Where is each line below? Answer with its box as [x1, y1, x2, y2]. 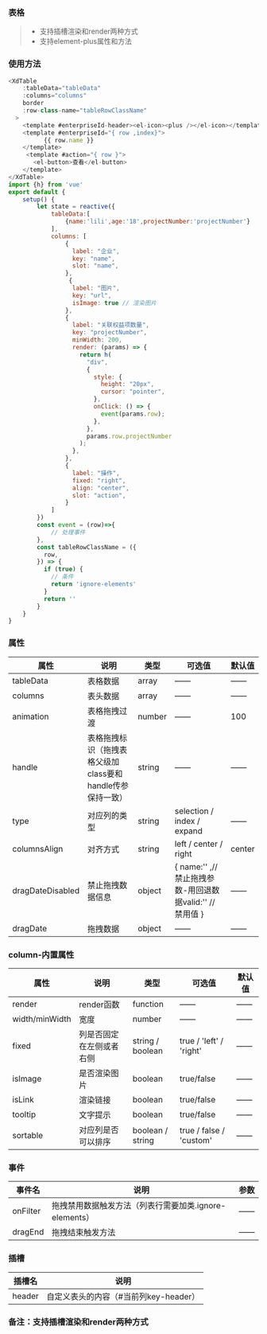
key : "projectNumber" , [72, 329, 148, 337]
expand [174, 825, 203, 837]
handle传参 [87, 780, 130, 791]
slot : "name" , [72, 262, 119, 270]
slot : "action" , [72, 491, 126, 499]
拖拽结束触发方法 [51, 1227, 116, 1238]
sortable [12, 1129, 44, 1141]
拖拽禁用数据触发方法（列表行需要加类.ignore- [51, 1200, 226, 1211]
